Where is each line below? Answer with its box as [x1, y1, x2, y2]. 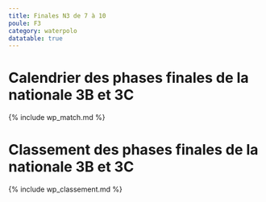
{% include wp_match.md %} [8, 113, 106, 122]
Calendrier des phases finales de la [8, 69, 249, 87]
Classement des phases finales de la [8, 141, 259, 159]
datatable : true [8, 34, 63, 43]
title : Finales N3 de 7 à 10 [8, 11, 106, 20]
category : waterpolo [8, 27, 78, 35]
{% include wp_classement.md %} [8, 184, 123, 194]
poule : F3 [8, 19, 42, 27]
